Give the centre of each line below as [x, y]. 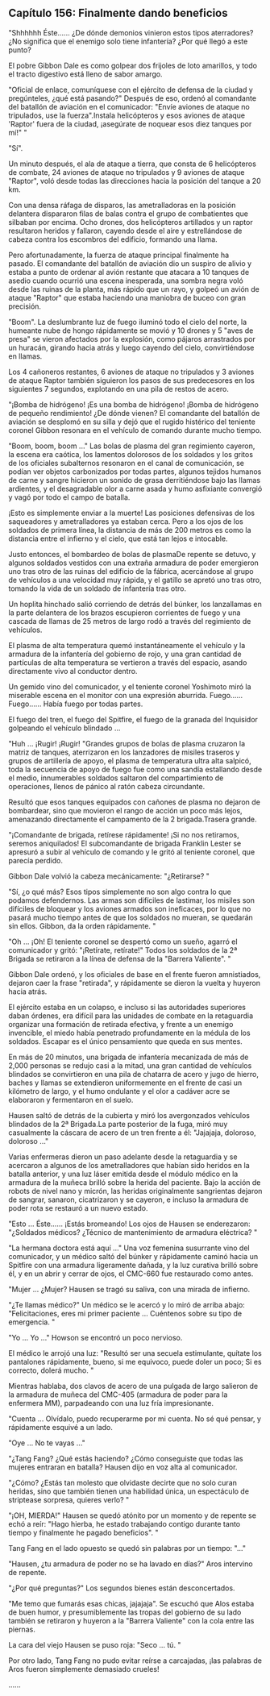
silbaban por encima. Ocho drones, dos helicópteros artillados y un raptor [131, 222]
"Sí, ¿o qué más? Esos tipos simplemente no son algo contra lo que [120, 892]
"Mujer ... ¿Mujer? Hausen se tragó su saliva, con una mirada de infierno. [129, 1289]
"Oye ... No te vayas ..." [47, 1443]
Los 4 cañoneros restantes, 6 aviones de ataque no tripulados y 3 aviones [131, 372]
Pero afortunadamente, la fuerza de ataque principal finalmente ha [119, 255]
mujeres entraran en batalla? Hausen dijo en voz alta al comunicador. [123, 1467]
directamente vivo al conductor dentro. [73, 671]
